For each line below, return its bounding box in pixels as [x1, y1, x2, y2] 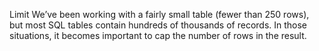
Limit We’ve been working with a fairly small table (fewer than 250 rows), [9, 9, 310, 20]
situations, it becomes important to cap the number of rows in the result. [9, 30, 307, 41]
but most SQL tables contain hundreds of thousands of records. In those [9, 19, 308, 31]
